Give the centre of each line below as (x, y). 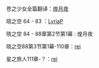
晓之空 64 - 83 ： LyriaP (35, 21)
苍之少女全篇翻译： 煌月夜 (37, 9)
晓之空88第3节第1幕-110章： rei (44, 46)
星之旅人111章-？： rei (32, 59)
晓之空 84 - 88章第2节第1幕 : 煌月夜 (49, 34)
